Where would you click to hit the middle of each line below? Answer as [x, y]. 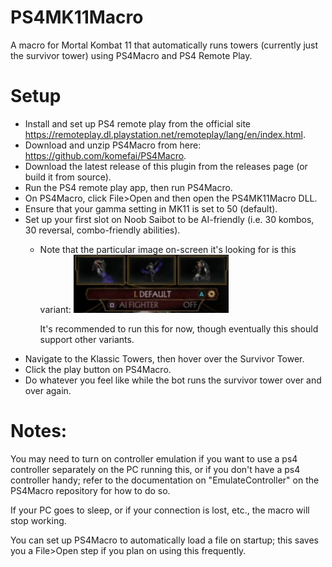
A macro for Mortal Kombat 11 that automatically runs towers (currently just [164, 45]
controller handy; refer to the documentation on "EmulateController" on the [165, 480]
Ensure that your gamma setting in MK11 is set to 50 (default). [151, 208]
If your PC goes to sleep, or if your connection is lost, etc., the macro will [160, 510]
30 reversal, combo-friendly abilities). [102, 230]
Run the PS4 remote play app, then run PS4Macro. [128, 187]
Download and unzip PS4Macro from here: [113, 145]
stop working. [38, 520]
